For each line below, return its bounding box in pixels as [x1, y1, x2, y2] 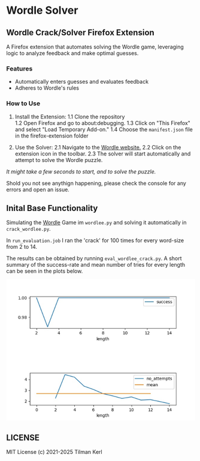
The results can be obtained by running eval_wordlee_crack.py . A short [6, 255, 182, 262]
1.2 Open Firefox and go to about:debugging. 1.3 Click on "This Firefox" [14, 119, 190, 126]
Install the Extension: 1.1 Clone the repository [14, 113, 125, 120]
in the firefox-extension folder [14, 132, 89, 139]
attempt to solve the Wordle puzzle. [14, 156, 103, 163]
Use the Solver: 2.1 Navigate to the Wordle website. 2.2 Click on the [14, 144, 181, 151]
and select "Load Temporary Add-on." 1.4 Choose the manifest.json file [14, 126, 193, 133]
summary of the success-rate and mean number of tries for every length [6, 261, 186, 268]
